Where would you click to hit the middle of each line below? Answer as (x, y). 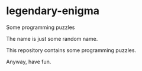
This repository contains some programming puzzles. (71, 50)
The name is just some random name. (52, 38)
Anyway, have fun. (29, 62)
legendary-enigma (53, 11)
